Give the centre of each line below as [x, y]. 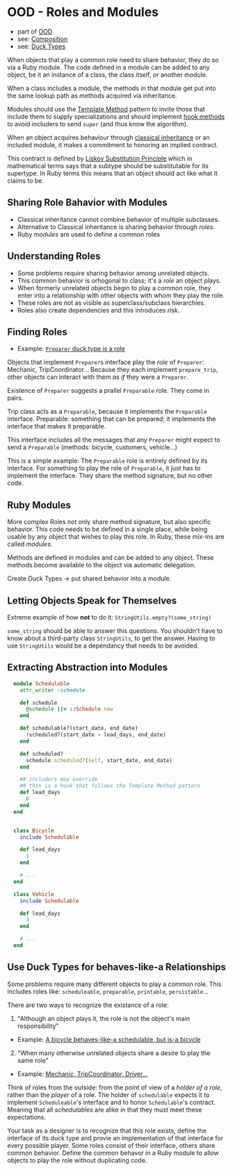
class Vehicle [34, 894]
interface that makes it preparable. [57, 426]
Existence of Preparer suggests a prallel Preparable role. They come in [109, 391]
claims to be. [25, 180]
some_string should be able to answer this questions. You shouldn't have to [115, 631]
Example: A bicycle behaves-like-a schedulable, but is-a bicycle [109, 1039]
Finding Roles [37, 332]
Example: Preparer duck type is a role [71, 349]
